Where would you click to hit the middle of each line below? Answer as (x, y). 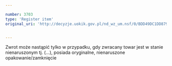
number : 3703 (19, 14)
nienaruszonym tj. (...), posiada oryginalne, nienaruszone (65, 53)
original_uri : (20, 24)
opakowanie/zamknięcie (31, 58)
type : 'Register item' (29, 19)
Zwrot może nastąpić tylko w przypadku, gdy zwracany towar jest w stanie (84, 47)
